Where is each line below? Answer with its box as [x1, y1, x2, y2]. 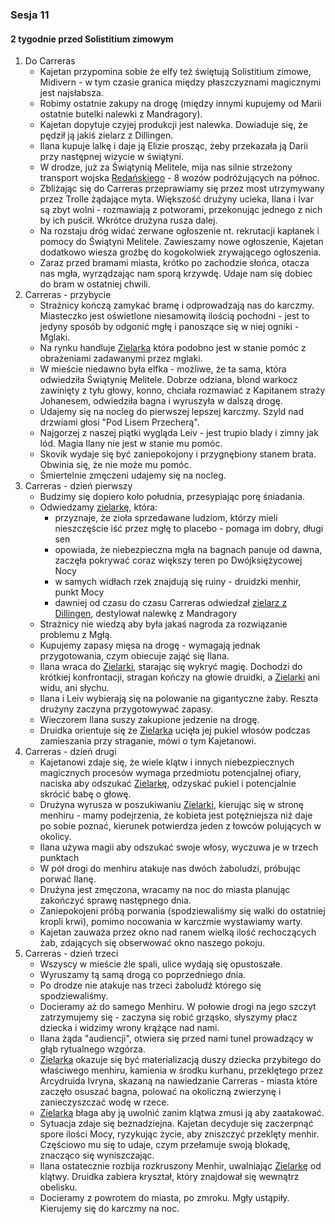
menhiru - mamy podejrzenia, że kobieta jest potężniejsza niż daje [39, 809, 313, 822]
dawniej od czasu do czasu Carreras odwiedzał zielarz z [54, 597, 288, 609]
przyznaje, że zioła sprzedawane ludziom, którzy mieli [54, 512, 278, 524]
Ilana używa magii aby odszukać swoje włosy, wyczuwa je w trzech [39, 841, 319, 853]
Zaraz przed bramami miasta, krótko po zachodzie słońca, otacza [39, 257, 310, 269]
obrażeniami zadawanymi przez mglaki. [39, 353, 203, 365]
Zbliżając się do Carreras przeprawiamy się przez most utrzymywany [39, 183, 325, 195]
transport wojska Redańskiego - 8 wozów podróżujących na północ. [39, 172, 321, 184]
